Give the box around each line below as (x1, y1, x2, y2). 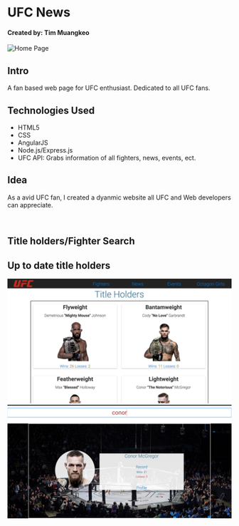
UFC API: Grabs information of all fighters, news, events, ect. (17, 154, 196, 163)
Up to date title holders (7, 259, 111, 272)
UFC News (7, 4, 71, 21)
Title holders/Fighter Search (7, 235, 135, 247)
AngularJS (17, 138, 48, 147)
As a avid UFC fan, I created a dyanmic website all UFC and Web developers (7, 193, 231, 202)
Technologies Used (7, 104, 95, 116)
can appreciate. (7, 200, 53, 209)
